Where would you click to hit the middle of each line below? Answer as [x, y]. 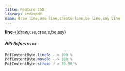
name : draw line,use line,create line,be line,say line [62, 18]
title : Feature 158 [25, 9]
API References [21, 43]
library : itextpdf [23, 14]
